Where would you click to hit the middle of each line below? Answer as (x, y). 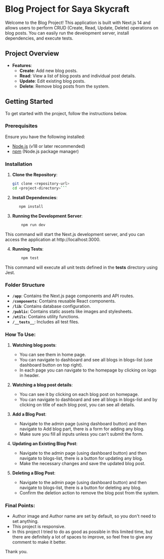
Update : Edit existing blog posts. (52, 81)
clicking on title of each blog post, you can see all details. (77, 405)
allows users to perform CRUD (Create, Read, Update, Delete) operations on (82, 27)
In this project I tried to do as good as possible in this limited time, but (82, 532)
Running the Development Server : (47, 216)
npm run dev (33, 225)
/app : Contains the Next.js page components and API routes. (73, 296)
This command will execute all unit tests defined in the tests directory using (82, 267)
